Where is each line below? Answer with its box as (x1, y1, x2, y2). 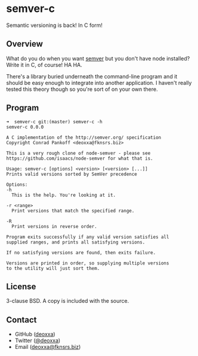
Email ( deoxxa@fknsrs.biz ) (14, 343, 81, 351)
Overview (6, 39, 44, 49)
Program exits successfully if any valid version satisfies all (6, 234, 169, 240)
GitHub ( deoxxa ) (14, 331, 55, 338)
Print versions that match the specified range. (11, 208, 135, 214)
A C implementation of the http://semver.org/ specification (6, 134, 162, 141)
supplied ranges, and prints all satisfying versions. (6, 239, 146, 245)
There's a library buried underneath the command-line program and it (6, 72, 178, 80)
